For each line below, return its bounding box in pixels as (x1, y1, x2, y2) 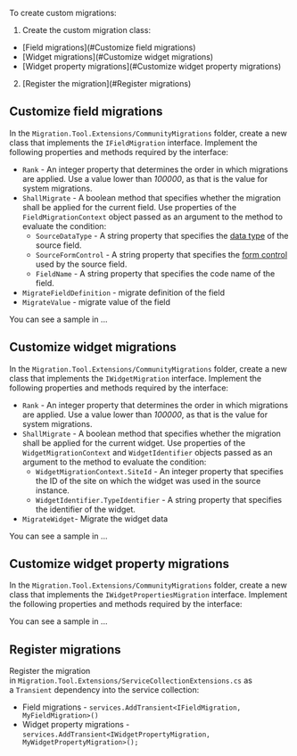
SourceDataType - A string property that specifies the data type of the (35, 230, 289, 241)
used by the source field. (35, 259, 128, 269)
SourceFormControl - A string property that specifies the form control (35, 249, 288, 259)
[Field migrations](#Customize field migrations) (21, 42, 196, 53)
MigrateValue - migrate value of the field (21, 296, 171, 307)
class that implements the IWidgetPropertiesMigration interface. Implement (9, 589, 288, 600)
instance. (35, 485, 70, 496)
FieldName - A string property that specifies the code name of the (35, 267, 276, 279)
